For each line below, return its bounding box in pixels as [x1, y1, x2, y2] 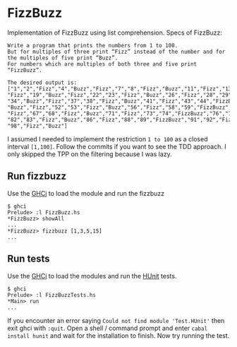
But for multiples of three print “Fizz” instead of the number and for [7, 48, 226, 55]
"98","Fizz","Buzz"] [7, 122, 68, 129]
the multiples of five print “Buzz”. [7, 54, 119, 61]
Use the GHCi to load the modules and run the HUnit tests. [7, 271, 177, 280]
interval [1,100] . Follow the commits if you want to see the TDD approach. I [7, 142, 227, 151]
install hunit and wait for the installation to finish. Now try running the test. [7, 331, 230, 340]
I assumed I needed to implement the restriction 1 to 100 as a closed [7, 134, 208, 143]
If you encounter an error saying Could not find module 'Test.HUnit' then [7, 316, 225, 324]
